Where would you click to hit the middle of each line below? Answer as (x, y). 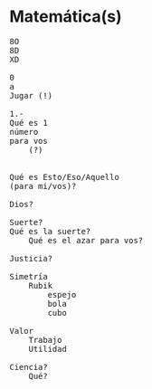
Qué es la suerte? (50, 231)
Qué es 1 (28, 123)
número (24, 132)
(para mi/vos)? (43, 186)
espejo (62, 294)
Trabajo (45, 340)
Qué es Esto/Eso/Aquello (64, 177)
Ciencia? (28, 367)
